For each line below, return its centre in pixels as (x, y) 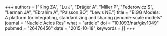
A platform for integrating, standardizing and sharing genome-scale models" (83, 18)
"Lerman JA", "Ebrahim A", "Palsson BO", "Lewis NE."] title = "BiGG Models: (83, 12)
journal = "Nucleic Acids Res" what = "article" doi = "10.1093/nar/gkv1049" (82, 23)
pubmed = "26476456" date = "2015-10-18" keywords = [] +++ (70, 28)
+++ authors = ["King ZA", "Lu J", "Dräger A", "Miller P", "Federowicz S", (79, 7)
